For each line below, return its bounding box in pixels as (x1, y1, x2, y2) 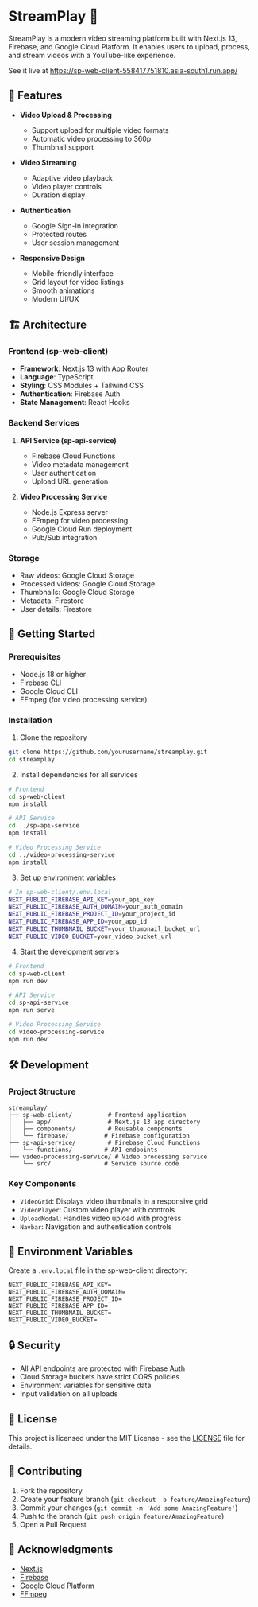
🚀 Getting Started (8, 628, 96, 641)
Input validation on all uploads (19, 1389, 118, 1399)
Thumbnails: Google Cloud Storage (19, 588, 135, 597)
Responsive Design (19, 253, 86, 263)
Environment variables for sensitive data (19, 1380, 152, 1391)
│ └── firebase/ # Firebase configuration (8, 1132, 191, 1140)
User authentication (31, 468, 97, 477)
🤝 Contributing (8, 1465, 83, 1478)
